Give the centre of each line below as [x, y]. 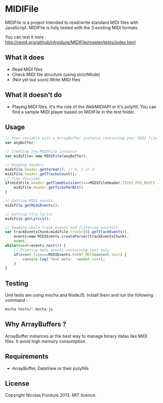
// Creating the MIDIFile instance [41, 152]
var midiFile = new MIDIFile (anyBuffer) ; [47, 156]
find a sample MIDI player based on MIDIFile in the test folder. [73, 112]
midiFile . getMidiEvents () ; [32, 205]
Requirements [27, 357]
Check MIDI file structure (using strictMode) [56, 74]
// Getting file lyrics [29, 214]
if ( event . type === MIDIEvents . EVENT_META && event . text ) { [70, 255]
